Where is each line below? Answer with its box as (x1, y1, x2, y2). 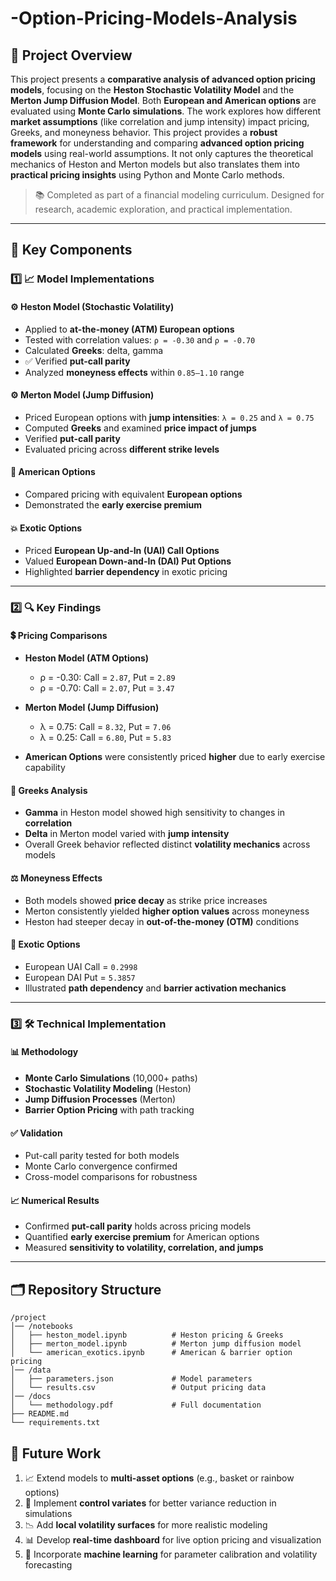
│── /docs (10, 1392, 52, 1402)
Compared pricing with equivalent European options (24, 488, 243, 500)
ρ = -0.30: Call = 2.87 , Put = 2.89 (39, 672, 176, 684)
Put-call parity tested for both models (24, 1150, 180, 1162)
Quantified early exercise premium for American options (24, 1231, 260, 1243)
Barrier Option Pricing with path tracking (24, 1103, 195, 1116)
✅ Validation (10, 1127, 63, 1139)
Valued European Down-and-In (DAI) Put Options (24, 555, 232, 567)
